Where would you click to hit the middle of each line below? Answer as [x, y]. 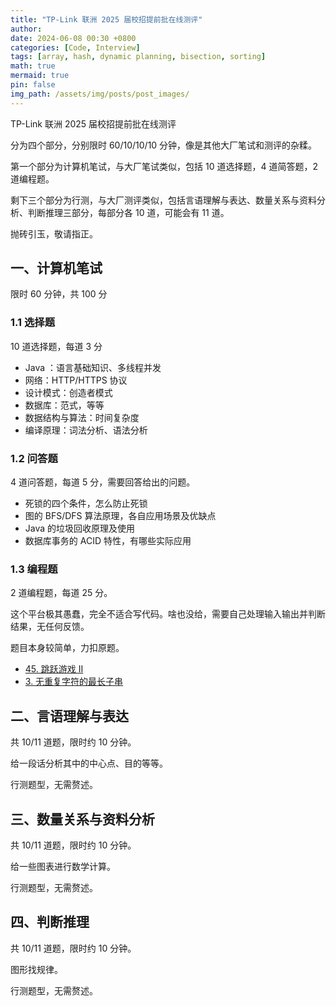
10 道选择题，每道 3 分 [56, 346]
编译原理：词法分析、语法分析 [86, 430]
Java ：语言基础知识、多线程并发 [93, 367]
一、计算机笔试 [56, 268]
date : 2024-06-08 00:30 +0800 [73, 38]
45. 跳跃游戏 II [54, 669]
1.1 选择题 [33, 323]
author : [26, 29]
